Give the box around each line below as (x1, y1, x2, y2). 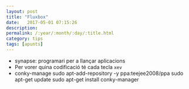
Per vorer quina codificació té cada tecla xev (14, 63, 122, 70)
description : (6, 25, 38, 31)
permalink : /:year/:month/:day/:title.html (6, 30, 114, 36)
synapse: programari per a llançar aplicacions (14, 57, 126, 64)
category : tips (6, 36, 43, 42)
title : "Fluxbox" (6, 14, 49, 20)
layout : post (6, 8, 38, 15)
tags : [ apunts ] (6, 42, 43, 47)
